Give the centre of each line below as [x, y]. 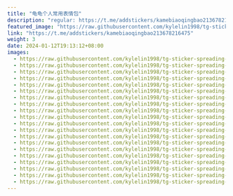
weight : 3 [21, 40]
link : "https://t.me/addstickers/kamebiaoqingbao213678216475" [101, 33]
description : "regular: [42, 20]
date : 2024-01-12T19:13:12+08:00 [55, 46]
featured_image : [31, 26]
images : [18, 53]
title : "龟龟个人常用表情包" [44, 14]
